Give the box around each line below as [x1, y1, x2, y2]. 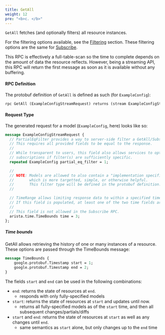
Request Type [5, 112, 34, 118]
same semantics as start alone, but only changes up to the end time [19, 324, 158, 330]
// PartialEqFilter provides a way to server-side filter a [9, 137, 135, 142]
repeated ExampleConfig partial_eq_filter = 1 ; [9, 159, 109, 164]
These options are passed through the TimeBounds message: [5, 246, 130, 253]
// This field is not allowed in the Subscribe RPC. [9, 209, 120, 214]
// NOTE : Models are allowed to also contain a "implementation [9, 173, 144, 178]
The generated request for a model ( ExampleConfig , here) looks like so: [5, 123, 148, 129]
